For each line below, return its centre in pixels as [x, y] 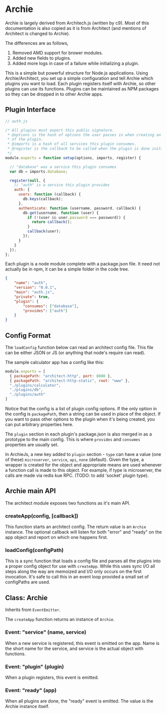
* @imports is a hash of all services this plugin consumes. [72, 144]
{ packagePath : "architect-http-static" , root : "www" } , [70, 381]
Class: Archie [27, 598]
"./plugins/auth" [28, 395]
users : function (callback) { [49, 194]
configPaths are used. [28, 582]
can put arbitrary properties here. [39, 425]
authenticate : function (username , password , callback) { [80, 208]
